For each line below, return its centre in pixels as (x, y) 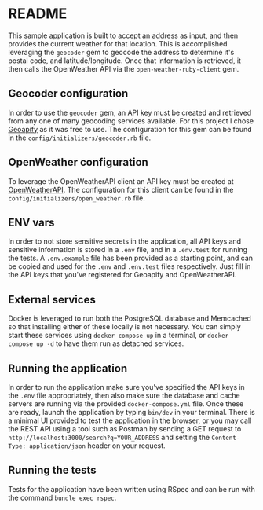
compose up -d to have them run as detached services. (96, 343)
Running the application (68, 368)
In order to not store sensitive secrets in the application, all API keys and (125, 241)
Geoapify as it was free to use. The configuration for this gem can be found (130, 129)
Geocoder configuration (68, 94)
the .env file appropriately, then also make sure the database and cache (124, 395)
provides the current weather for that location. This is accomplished (118, 43)
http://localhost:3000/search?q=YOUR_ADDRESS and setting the (109, 437)
